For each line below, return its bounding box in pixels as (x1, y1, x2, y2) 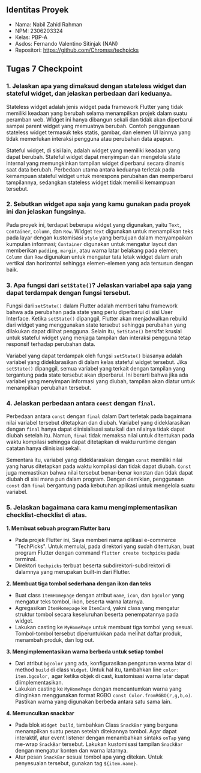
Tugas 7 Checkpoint (6, 64, 83, 74)
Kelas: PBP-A (14, 33, 48, 41)
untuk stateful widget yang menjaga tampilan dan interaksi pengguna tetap (6, 334, 191, 342)
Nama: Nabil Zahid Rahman (14, 20, 83, 28)
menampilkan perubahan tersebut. (6, 384, 92, 392)
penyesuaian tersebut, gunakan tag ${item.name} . (14, 759, 138, 766)
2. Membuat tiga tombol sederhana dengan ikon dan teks (6, 580, 152, 587)
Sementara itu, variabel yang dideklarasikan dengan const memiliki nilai (6, 457, 183, 464)
